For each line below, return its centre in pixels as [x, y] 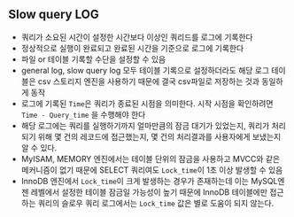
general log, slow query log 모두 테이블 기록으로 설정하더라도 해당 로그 [145, 70]
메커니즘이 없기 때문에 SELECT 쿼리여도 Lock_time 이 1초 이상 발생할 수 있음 [152, 170]
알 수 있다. [39, 147]
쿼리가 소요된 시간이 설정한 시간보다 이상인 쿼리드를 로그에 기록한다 [137, 37]
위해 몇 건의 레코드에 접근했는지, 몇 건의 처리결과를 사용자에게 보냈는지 [159, 136]
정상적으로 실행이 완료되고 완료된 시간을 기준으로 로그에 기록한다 [132, 48]
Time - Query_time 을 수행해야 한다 [83, 114]
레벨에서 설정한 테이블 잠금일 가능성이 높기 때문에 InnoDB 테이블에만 [149, 192]
